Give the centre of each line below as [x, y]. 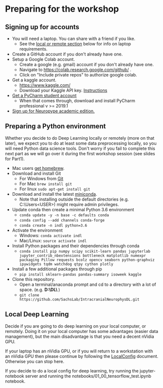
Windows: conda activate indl [51, 235]
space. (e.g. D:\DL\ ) [40, 289]
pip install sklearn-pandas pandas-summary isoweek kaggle [81, 274]
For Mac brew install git [45, 184]
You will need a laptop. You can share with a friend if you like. [73, 38]
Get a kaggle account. [34, 80]
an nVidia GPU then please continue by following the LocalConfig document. [82, 356]
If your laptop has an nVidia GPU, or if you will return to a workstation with [79, 351]
